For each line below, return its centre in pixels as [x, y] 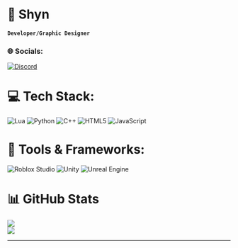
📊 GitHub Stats [53, 199]
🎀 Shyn [28, 15]
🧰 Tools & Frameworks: [76, 150]
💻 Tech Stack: [51, 97]
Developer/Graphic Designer [49, 33]
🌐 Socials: [25, 51]
